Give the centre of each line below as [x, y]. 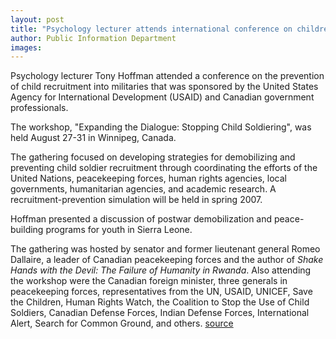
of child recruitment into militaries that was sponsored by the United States [164, 87]
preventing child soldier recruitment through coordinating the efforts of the [164, 168]
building [27, 230]
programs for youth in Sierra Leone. [119, 230]
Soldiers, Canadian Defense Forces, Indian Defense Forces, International [160, 313]
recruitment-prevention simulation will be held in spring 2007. [136, 200]
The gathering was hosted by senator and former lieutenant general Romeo [165, 249]
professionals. [39, 108]
